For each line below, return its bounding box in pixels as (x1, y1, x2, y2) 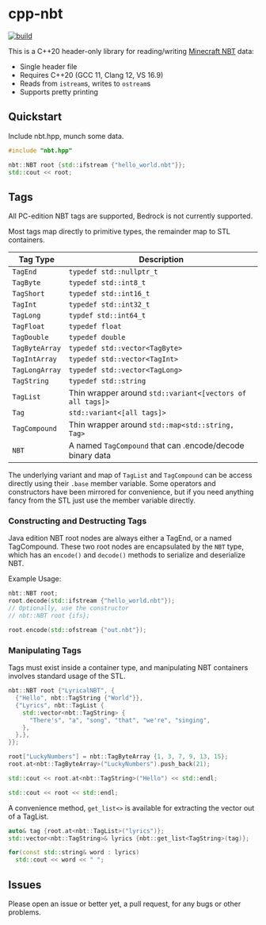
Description (138, 254, 184, 265)
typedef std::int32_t (68, 300, 150, 310)
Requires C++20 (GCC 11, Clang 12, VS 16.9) (19, 70, 164, 79)
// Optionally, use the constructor (8, 604, 129, 612)
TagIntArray (12, 355, 58, 364)
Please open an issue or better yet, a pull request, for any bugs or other (8, 899, 241, 908)
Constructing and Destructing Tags (8, 515, 147, 526)
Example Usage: (8, 574, 62, 584)
